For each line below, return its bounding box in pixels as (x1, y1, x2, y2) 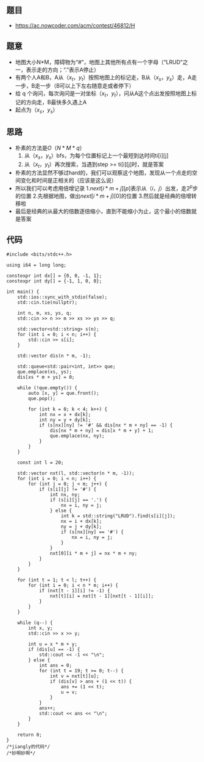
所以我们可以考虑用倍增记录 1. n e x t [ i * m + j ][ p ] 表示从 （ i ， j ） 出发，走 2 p (15, 184, 193, 192)
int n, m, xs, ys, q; (17, 310, 72, 316)
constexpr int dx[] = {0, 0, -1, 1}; (6, 273, 102, 279)
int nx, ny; (49, 491, 80, 498)
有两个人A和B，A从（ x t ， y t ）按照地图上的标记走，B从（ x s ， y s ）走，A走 (15, 73, 197, 82)
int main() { (6, 289, 40, 295)
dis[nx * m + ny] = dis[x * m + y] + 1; (49, 427, 154, 434)
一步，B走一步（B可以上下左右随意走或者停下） (15, 82, 135, 90)
